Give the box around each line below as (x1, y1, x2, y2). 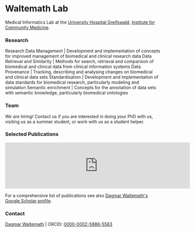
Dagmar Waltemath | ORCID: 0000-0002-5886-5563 (5, 221, 113, 227)
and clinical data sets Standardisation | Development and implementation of (5, 74, 159, 80)
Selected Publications (5, 131, 59, 138)
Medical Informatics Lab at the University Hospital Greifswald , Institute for (5, 19, 155, 25)
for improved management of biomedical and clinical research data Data (5, 53, 152, 59)
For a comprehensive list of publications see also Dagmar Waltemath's (5, 193, 148, 199)
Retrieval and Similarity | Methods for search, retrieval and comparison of (5, 59, 154, 65)
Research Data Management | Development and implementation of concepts (5, 48, 161, 54)
